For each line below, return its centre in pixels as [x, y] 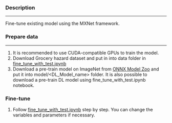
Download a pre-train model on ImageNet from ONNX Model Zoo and [86, 69]
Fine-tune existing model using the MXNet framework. [63, 23]
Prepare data [22, 37]
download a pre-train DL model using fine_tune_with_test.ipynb [79, 80]
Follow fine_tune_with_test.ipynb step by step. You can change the [83, 109]
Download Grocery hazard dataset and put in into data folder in [79, 58]
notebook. [24, 85]
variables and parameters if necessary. [54, 115]
